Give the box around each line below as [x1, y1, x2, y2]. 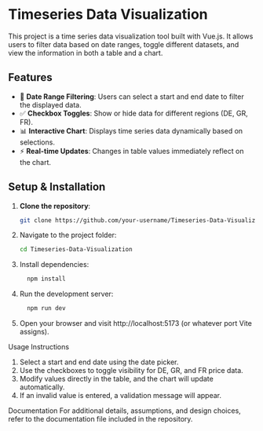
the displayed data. [19, 100, 82, 109]
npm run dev [27, 305, 66, 312]
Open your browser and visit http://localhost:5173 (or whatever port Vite [19, 319, 253, 328]
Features [8, 71, 53, 84]
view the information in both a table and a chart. [8, 48, 163, 57]
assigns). [19, 327, 49, 337]
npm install [27, 275, 66, 283]
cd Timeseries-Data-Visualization [19, 246, 133, 254]
